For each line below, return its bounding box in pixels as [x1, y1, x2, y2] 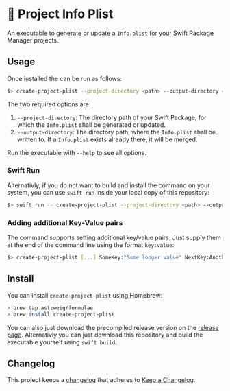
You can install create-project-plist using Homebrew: [7, 291, 163, 299]
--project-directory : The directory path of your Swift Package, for [16, 113, 207, 121]
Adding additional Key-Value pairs [7, 217, 123, 227]
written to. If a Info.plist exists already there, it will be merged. [16, 135, 198, 143]
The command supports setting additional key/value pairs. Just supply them [7, 233, 221, 242]
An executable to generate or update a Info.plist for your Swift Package [7, 29, 214, 37]
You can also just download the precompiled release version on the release [7, 323, 219, 331]
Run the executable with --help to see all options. [7, 148, 147, 156]
